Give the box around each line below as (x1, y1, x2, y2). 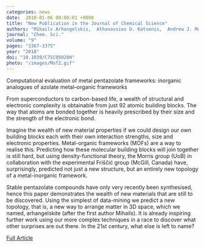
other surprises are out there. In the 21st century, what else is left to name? (6, 222, 195, 229)
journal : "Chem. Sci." (6, 32, 64, 38)
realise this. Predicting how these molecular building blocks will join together (6, 146, 199, 153)
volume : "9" (6, 37, 37, 43)
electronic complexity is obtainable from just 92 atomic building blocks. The (6, 101, 197, 109)
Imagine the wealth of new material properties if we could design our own (6, 126, 192, 134)
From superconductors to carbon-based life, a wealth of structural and (6, 95, 184, 102)
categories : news (6, 9, 51, 15)
